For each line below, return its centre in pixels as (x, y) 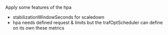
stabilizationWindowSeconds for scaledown (59, 17)
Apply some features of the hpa (38, 7)
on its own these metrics (38, 28)
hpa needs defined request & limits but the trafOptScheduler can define (88, 23)
